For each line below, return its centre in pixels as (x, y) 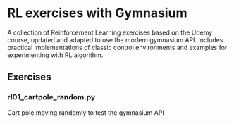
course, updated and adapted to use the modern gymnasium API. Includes (115, 39)
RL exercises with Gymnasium (97, 13)
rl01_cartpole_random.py (51, 97)
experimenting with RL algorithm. (55, 55)
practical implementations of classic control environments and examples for (117, 47)
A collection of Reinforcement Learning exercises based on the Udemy (110, 32)
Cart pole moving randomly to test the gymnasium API (86, 112)
